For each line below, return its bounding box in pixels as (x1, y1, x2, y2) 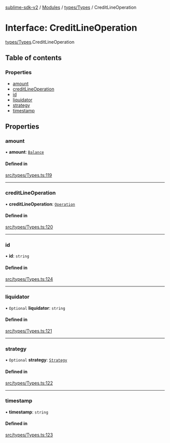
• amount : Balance (5, 149, 44, 155)
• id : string (5, 253, 29, 259)
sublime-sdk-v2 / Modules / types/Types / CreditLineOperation (5, 5, 137, 10)
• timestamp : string (5, 409, 49, 415)
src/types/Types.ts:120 (5, 224, 53, 230)
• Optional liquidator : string (5, 305, 66, 311)
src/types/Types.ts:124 (5, 276, 53, 282)
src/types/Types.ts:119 (5, 172, 52, 178)
